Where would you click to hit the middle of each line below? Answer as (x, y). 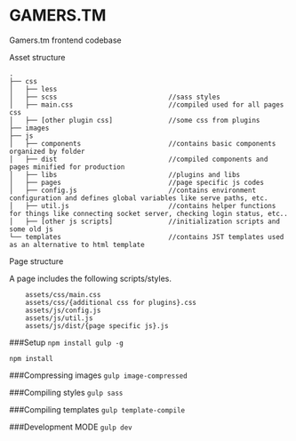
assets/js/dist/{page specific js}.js (97, 325)
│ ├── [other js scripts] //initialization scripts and (144, 221)
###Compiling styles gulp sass (66, 392)
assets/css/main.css (63, 294)
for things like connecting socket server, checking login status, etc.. (149, 213)
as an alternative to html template (77, 245)
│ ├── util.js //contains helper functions (143, 205)
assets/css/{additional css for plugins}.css (111, 302)
